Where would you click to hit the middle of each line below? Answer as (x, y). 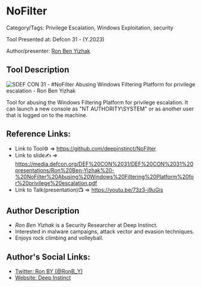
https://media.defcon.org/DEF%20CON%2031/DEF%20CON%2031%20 (104, 164)
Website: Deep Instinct (43, 278)
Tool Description (38, 70)
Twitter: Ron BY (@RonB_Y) (49, 271)
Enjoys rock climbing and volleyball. (59, 238)
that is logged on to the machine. (47, 115)
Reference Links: (38, 134)
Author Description (43, 210)
